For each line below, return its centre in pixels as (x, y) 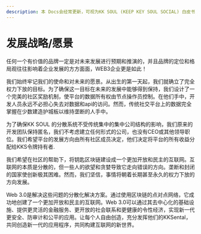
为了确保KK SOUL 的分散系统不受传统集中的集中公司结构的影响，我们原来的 (100, 124)
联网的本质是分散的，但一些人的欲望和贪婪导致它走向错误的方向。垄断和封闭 (100, 167)
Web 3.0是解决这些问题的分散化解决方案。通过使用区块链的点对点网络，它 (98, 194)
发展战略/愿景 (40, 43)
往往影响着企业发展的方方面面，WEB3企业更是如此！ (82, 68)
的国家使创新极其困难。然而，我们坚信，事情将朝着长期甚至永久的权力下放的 (100, 174)
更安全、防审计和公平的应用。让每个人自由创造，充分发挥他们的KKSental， (99, 217)
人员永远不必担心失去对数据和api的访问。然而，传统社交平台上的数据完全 (101, 104)
